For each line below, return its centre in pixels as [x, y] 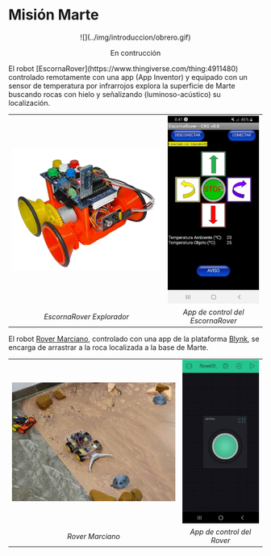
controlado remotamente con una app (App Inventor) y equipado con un [128, 77]
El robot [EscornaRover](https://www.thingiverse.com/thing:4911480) [123, 68]
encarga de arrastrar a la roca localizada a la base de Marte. [108, 347]
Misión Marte [54, 15]
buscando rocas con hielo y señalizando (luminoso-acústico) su [115, 94]
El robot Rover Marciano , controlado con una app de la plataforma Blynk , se [134, 339]
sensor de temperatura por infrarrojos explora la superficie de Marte [122, 86]
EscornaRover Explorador [86, 316]
